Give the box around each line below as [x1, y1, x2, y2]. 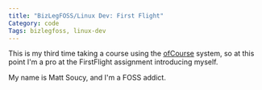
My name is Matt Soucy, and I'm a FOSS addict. [8, 73, 167, 83]
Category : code [8, 19, 60, 27]
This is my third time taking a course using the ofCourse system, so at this [8, 49, 255, 59]
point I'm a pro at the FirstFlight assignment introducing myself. [8, 57, 218, 67]
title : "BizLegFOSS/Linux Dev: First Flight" [8, 11, 164, 20]
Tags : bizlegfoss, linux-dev [8, 27, 106, 35]
